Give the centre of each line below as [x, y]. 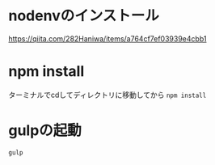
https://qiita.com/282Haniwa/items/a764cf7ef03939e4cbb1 [107, 38]
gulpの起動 [45, 131]
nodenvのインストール [84, 16]
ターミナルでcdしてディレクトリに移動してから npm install [107, 95]
